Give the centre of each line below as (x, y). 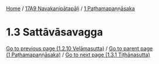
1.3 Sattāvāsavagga (55, 32)
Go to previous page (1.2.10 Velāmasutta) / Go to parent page (79, 48)
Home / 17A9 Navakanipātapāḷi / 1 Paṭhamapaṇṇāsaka (71, 9)
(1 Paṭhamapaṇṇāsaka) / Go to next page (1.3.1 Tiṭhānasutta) (78, 55)
